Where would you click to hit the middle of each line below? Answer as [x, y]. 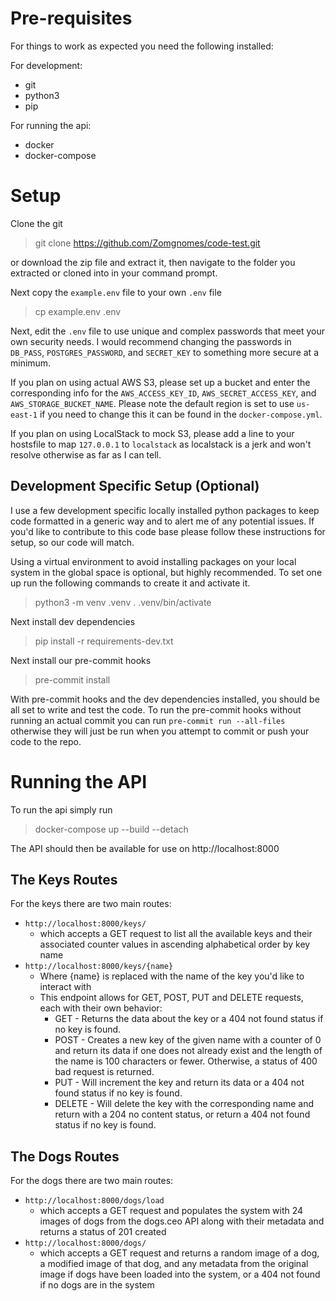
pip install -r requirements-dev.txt [104, 641]
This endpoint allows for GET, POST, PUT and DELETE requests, [171, 998]
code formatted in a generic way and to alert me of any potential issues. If [162, 521]
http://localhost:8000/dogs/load [94, 1201]
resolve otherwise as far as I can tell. [86, 454]
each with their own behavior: [101, 1008]
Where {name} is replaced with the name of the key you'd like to [172, 976]
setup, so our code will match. [72, 542]
